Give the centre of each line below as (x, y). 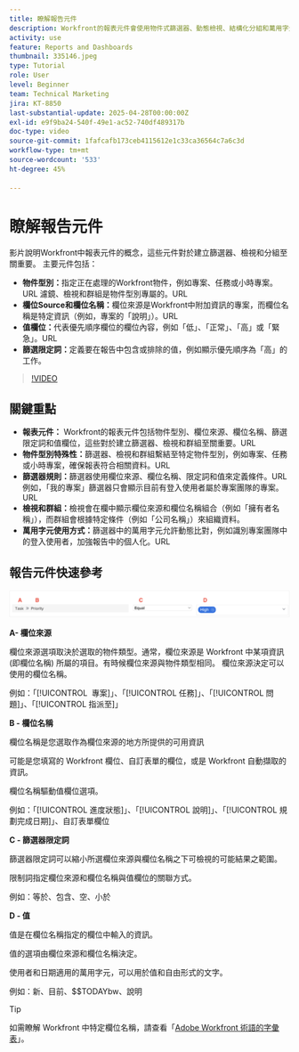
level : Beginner (39, 85)
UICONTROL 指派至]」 (81, 704)
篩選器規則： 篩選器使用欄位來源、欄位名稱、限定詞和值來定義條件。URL (154, 477)
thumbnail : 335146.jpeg (53, 57)
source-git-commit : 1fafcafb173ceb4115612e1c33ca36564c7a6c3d (127, 141)
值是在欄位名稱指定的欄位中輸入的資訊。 (83, 934)
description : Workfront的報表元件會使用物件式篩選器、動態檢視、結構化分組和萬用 (146, 28)
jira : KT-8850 (36, 103)
